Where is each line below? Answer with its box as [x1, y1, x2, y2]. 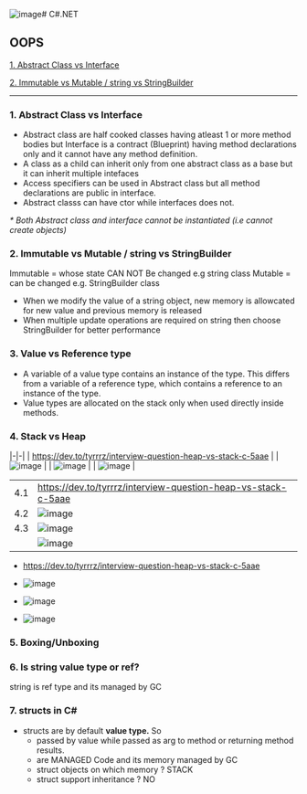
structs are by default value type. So [22, 725, 162, 736]
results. [36, 745, 65, 756]
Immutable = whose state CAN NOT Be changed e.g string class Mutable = [9, 268, 291, 279]
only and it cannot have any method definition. [22, 149, 198, 160]
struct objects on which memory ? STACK [36, 764, 194, 775]
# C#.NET [41, 9, 79, 19]
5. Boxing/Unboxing [9, 636, 100, 649]
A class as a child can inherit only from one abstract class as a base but [22, 158, 293, 169]
